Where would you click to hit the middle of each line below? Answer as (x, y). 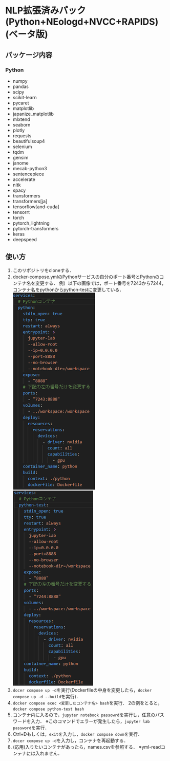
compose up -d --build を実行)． (47, 696)
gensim (20, 157)
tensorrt (21, 212)
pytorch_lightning (31, 223)
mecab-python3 (30, 168)
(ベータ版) (27, 34)
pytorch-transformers (36, 228)
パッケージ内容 (29, 55)
